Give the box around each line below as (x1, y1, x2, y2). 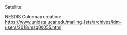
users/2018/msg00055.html (5, 24, 62, 30)
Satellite (5, 4, 22, 10)
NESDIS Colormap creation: (5, 14, 62, 19)
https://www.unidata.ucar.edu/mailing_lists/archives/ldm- (5, 19, 122, 25)
